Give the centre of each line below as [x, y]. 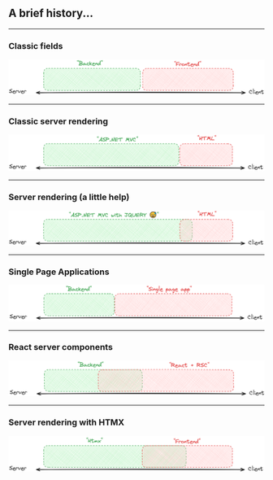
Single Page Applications [59, 272]
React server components [61, 347]
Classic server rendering [58, 121]
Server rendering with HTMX [66, 422]
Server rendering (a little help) [69, 197]
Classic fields [36, 46]
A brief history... [51, 13]
